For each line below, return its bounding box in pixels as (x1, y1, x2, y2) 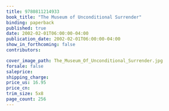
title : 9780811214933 (6, 8, 60, 15)
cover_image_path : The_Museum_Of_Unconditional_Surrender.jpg (6, 57, 163, 64)
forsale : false (6, 63, 44, 69)
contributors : (6, 47, 42, 53)
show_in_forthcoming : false (6, 42, 76, 48)
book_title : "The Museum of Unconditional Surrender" (6, 14, 142, 20)
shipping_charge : (6, 74, 49, 80)
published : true (6, 25, 46, 31)
